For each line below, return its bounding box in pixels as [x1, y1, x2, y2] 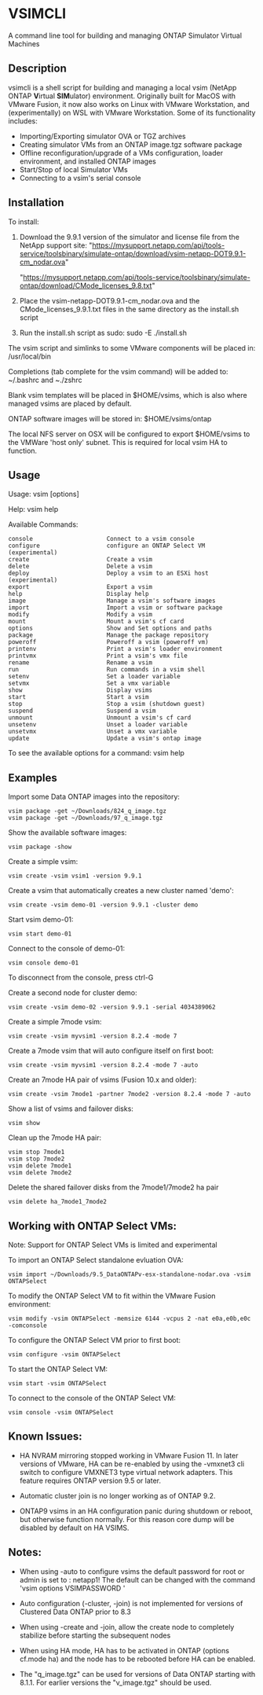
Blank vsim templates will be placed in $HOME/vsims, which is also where [8, 390, 247, 399]
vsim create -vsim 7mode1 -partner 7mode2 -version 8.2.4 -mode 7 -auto [8, 1090, 251, 1098]
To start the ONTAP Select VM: [8, 1365, 108, 1373]
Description [8, 62, 67, 75]
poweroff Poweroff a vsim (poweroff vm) [8, 638, 210, 646]
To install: [8, 217, 39, 226]
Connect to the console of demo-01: [8, 944, 126, 954]
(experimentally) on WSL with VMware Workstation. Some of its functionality [8, 108, 256, 117]
